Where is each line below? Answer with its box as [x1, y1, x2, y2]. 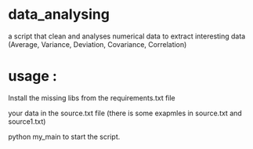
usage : [8, 67, 57, 85]
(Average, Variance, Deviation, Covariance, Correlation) [8, 39, 187, 49]
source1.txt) [8, 116, 46, 126]
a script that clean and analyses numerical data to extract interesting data [8, 31, 246, 41]
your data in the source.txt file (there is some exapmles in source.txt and [8, 108, 243, 118]
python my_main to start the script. [8, 132, 121, 141]
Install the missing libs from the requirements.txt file [8, 93, 176, 103]
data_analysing [8, 5, 110, 24]
